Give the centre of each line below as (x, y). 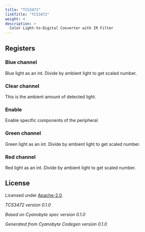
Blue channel (21, 62)
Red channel (20, 157)
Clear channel (22, 86)
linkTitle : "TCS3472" (27, 14)
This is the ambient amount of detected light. (51, 97)
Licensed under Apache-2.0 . (34, 195)
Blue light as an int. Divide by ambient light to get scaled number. (71, 73)
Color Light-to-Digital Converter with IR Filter (61, 28)
